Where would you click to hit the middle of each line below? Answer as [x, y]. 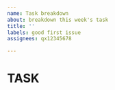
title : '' [21, 26]
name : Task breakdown [38, 13]
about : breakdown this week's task [58, 20]
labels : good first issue [44, 32]
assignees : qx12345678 [39, 39]
